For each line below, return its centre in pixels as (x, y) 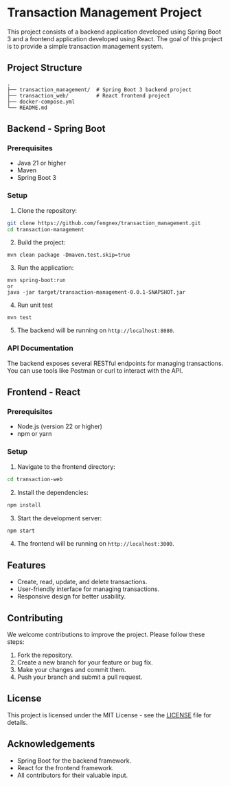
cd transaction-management (46, 229)
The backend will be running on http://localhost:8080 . (96, 330)
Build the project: (41, 242)
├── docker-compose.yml (41, 102)
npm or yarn (34, 434)
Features (26, 565)
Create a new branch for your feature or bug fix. (85, 662)
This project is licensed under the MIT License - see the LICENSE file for (109, 715)
